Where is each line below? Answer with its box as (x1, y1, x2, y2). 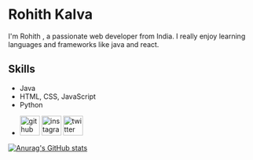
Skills (8, 63, 35, 76)
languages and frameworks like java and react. (8, 39, 159, 49)
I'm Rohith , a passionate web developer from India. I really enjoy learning (8, 31, 246, 41)
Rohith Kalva (8, 5, 93, 24)
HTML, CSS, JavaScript (19, 92, 97, 101)
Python (19, 100, 43, 109)
